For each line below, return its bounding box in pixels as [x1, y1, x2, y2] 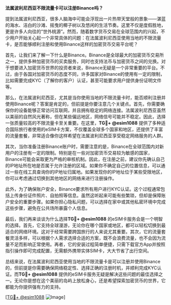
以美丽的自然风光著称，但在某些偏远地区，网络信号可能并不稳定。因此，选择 [5, 114, 166, 119]
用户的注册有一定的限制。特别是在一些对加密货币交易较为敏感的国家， [5, 150, 153, 156]
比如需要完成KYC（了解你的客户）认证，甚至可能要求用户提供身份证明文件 [5, 77, 162, 83]
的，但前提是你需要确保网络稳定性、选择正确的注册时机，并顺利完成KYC [5, 265, 157, 271]
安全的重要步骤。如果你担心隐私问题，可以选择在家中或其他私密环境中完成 [9, 199, 166, 205]
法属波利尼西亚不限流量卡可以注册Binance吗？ [5, 5, 103, 11]
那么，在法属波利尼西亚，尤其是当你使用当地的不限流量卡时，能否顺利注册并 [5, 95, 166, 101]
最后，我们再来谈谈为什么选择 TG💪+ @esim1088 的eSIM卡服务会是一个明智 [5, 216, 163, 222]
